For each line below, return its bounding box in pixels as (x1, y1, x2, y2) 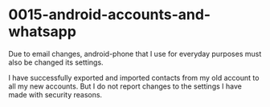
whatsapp (8, 22, 76, 41)
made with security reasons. (8, 89, 103, 99)
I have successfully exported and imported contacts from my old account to (8, 73, 260, 82)
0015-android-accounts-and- (8, 6, 211, 24)
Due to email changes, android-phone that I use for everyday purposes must (8, 49, 262, 58)
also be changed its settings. (8, 57, 104, 67)
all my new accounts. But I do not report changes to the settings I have (8, 81, 243, 91)
